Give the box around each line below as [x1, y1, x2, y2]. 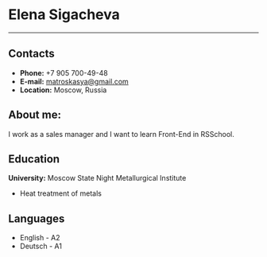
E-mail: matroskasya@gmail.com [19, 76, 129, 86]
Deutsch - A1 [19, 241, 62, 251]
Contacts [8, 47, 56, 60]
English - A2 [19, 233, 61, 243]
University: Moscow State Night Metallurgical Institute [8, 173, 187, 183]
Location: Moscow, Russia [19, 85, 107, 95]
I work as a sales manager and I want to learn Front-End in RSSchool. [8, 129, 234, 138]
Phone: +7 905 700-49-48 [19, 68, 109, 77]
